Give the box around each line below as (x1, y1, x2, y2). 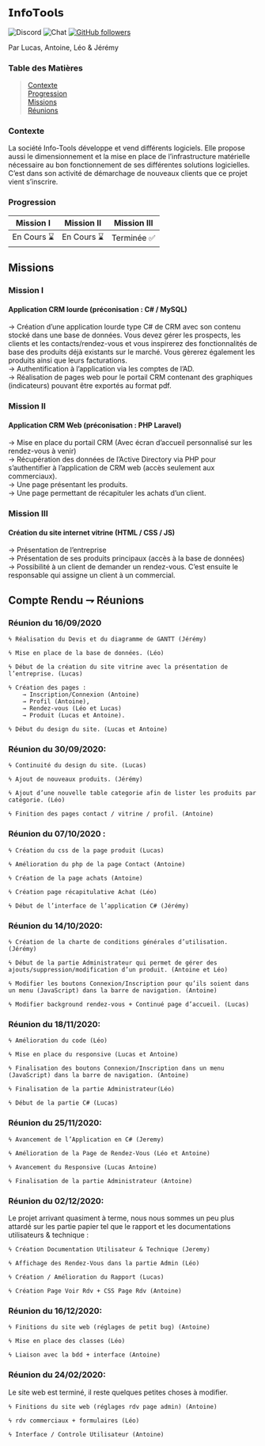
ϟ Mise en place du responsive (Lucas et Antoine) (8, 1051, 179, 1059)
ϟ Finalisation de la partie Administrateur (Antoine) (8, 1177, 193, 1185)
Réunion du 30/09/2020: (8, 744, 107, 755)
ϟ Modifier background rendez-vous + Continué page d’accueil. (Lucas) (8, 1001, 249, 1009)
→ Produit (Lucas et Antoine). (22, 712, 126, 720)
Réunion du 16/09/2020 (8, 617, 102, 628)
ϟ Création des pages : (8, 684, 87, 692)
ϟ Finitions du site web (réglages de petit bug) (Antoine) (8, 1323, 211, 1331)
